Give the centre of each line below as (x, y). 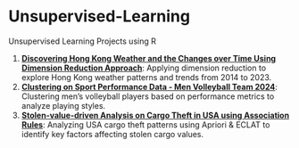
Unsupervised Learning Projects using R (83, 41)
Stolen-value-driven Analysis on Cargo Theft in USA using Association (155, 115)
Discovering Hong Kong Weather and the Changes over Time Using (149, 58)
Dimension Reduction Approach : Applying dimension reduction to (144, 68)
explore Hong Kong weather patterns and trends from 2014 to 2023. (146, 77)
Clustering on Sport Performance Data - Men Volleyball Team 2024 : (149, 86)
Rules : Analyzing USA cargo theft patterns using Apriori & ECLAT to (145, 124)
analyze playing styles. (63, 105)
